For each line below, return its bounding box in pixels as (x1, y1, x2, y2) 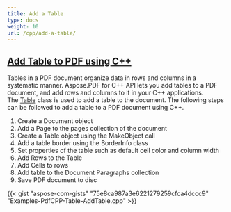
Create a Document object (17, 117, 93, 125)
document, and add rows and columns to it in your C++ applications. (7, 88, 204, 97)
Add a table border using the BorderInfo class (17, 139, 148, 147)
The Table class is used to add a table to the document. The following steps (7, 96, 224, 104)
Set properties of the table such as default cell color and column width (17, 147, 220, 155)
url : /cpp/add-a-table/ (7, 29, 77, 37)
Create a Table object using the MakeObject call (17, 131, 155, 140)
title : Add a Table (7, 10, 64, 17)
